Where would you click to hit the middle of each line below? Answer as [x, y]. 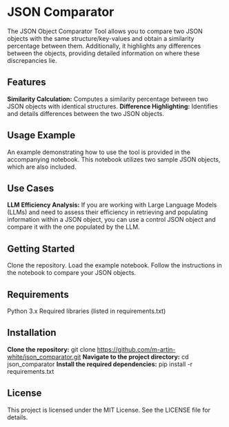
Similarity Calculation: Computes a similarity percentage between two [108, 99]
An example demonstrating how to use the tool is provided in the [99, 152]
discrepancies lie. [32, 60]
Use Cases [31, 188]
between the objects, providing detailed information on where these [103, 53]
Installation [32, 333]
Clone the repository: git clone [51, 349]
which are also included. [42, 167]
